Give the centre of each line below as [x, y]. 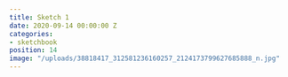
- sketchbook [33, 42]
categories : [31, 34]
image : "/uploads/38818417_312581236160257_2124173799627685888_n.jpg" [144, 58]
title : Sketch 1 [39, 17]
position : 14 [33, 50]
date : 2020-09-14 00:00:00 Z [63, 26]
